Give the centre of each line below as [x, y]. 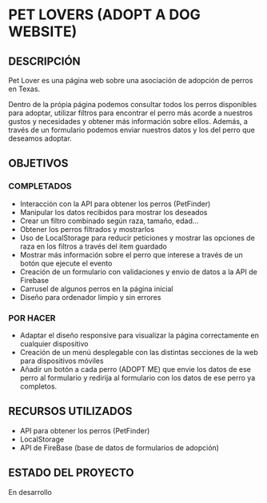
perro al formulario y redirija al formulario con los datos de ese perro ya [137, 377]
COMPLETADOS [40, 186]
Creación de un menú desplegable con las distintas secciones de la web [139, 352]
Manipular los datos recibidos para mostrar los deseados [114, 212]
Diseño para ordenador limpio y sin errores [90, 297]
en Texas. [24, 89]
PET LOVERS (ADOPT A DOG [105, 15]
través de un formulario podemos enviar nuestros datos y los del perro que [132, 130]
